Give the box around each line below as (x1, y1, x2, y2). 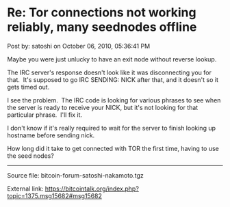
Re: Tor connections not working (7, 5, 196, 20)
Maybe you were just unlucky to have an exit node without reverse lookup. (7, 55, 217, 63)
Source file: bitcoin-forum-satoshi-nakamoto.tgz (7, 171, 144, 179)
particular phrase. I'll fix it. (7, 111, 83, 119)
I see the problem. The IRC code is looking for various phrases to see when (7, 96, 221, 104)
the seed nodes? (7, 152, 55, 160)
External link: (7, 184, 44, 193)
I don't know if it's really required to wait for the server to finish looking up (7, 124, 216, 132)
